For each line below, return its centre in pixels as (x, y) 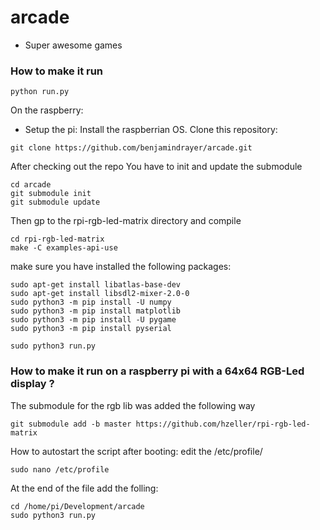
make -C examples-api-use (64, 248)
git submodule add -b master (71, 424)
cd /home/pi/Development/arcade (77, 506)
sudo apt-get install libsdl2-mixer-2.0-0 (100, 294)
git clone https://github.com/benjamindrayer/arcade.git (131, 148)
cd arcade (31, 185)
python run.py (40, 92)
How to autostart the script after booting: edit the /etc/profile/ (136, 451)
